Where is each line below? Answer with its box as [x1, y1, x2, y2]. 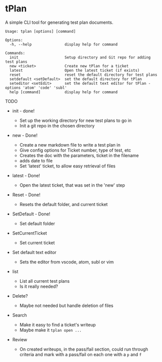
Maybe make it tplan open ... [19, 327, 82, 333]
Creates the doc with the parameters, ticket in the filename [19, 152, 139, 158]
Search [12, 312, 27, 318]
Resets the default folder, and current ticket [19, 201, 108, 207]
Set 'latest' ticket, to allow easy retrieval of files [19, 163, 116, 169]
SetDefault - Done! [12, 211, 51, 217]
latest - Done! [12, 172, 40, 178]
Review [12, 336, 28, 342]
